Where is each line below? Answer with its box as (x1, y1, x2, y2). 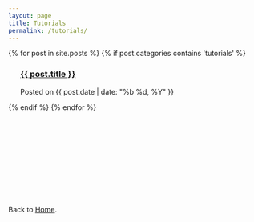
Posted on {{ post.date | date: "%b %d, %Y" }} (19, 87, 175, 96)
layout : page (8, 11, 52, 20)
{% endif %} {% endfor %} (8, 102, 97, 112)
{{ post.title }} (19, 69, 76, 80)
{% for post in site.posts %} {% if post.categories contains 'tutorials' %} (8, 49, 247, 59)
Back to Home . (8, 204, 58, 214)
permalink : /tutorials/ (8, 26, 88, 34)
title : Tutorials (8, 19, 67, 27)
